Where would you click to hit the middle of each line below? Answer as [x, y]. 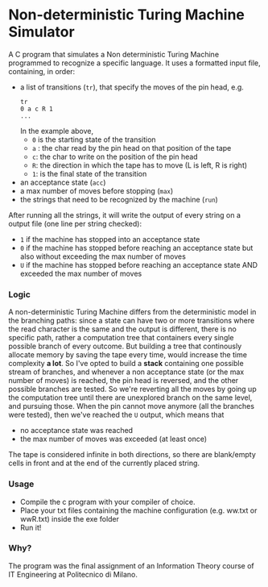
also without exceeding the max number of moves [103, 256]
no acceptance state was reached [76, 431]
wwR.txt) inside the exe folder [69, 518]
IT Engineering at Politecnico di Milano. [73, 574]
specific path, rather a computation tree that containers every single [122, 338]
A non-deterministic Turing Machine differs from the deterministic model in [132, 312]
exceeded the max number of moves [81, 273]
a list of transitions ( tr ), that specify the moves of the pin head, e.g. [132, 87]
